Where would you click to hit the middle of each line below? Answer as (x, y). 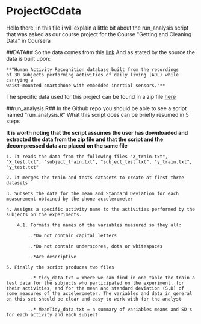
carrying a (20, 80)
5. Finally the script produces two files (60, 267)
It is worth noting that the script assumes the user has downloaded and (97, 132)
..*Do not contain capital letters (73, 235)
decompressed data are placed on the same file (67, 145)
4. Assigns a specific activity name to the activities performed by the (101, 209)
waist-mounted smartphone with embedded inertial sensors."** (86, 86)
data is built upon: (29, 58)
